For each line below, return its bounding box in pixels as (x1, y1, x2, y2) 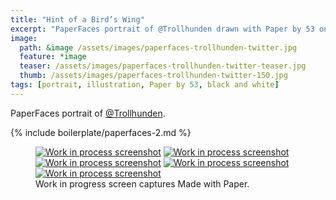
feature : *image (19, 52, 87, 62)
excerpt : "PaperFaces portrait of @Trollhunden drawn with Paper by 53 (10, 24, 315, 34)
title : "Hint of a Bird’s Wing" (10, 14, 145, 25)
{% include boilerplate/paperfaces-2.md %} (10, 126, 192, 138)
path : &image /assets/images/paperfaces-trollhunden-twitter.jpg (19, 42, 298, 53)
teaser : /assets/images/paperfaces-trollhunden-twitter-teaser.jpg (19, 61, 307, 71)
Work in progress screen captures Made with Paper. (35, 177, 250, 190)
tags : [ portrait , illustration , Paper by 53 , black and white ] (10, 80, 280, 90)
